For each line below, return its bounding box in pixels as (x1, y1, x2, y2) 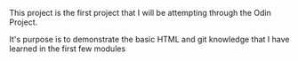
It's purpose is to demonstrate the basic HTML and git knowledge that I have (9, 34, 290, 44)
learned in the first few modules (9, 43, 126, 54)
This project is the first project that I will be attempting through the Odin (9, 8, 271, 18)
